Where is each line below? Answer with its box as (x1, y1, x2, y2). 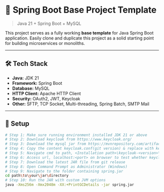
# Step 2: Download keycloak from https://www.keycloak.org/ (5, 137, 132, 142)
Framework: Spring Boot (12, 80, 62, 86)
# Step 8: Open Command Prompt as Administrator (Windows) (5, 164, 128, 169)
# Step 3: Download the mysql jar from (5, 141, 86, 147)
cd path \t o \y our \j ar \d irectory (5, 173, 69, 178)
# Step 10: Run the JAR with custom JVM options (5, 178, 106, 183)
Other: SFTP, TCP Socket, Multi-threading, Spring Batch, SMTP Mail (12, 101, 150, 107)
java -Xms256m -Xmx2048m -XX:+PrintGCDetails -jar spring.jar (5, 182, 134, 187)
